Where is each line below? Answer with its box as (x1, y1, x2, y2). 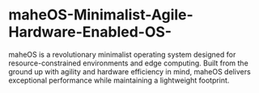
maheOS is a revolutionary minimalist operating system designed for (8, 49, 236, 59)
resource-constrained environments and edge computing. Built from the (8, 58, 248, 68)
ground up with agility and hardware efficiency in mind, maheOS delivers (8, 66, 251, 76)
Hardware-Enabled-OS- (8, 23, 172, 41)
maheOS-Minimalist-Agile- (8, 6, 194, 24)
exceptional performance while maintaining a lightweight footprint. (8, 75, 230, 85)
